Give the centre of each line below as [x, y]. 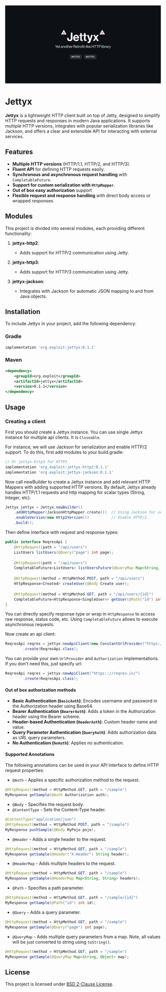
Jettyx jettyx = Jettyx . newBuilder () [44, 507]
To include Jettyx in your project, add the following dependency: [71, 324]
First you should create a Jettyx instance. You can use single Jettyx [74, 432]
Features [19, 152]
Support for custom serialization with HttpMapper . [63, 185]
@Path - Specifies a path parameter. [48, 888]
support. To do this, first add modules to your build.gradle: [64, 452]
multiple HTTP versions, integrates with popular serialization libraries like [79, 126]
